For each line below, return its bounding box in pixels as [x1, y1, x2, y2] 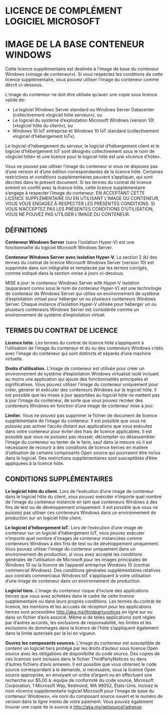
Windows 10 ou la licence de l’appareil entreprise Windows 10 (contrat [5, 562, 150, 568]
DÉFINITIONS [5, 226, 48, 234]
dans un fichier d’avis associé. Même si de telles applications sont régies [5, 614, 155, 620]
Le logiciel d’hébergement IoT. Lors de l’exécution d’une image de [5, 524, 143, 530]
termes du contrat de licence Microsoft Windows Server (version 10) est [5, 259, 154, 265]
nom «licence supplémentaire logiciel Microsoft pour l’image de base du [5, 687, 154, 694]
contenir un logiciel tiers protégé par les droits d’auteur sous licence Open [5, 645, 158, 651]
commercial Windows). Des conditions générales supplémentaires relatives [5, 567, 161, 573]
